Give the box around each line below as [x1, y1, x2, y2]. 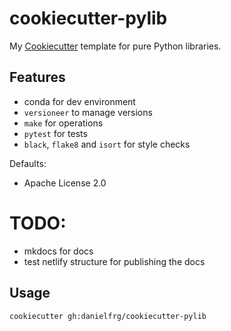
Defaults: [9, 157, 47, 169]
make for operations [23, 117, 104, 129]
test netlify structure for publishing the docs [23, 255, 206, 267]
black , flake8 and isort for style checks [23, 138, 191, 150]
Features [9, 69, 66, 86]
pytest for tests [23, 127, 88, 139]
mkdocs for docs [23, 245, 94, 257]
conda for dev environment [23, 95, 136, 107]
